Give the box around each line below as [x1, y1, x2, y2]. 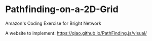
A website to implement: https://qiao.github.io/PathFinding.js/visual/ [5, 30, 147, 36]
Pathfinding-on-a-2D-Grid [5, 4, 119, 15]
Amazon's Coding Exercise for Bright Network [5, 20, 101, 26]
